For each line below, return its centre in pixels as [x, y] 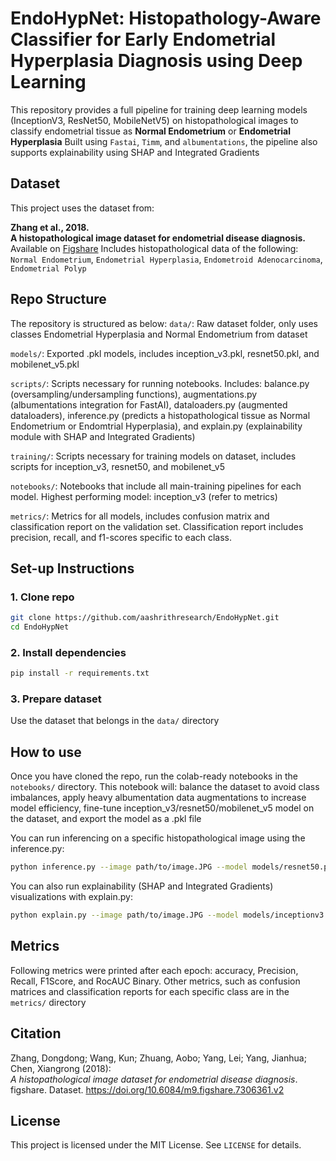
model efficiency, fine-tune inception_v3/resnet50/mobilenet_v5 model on [162, 808]
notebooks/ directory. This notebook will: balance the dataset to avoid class [165, 787]
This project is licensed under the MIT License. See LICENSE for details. [156, 1145]
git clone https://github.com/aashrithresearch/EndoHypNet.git [145, 618]
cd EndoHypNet [40, 627]
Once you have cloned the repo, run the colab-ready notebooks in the [154, 776]
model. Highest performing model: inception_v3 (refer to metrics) [144, 496]
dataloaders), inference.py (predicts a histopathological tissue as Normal [160, 415]
